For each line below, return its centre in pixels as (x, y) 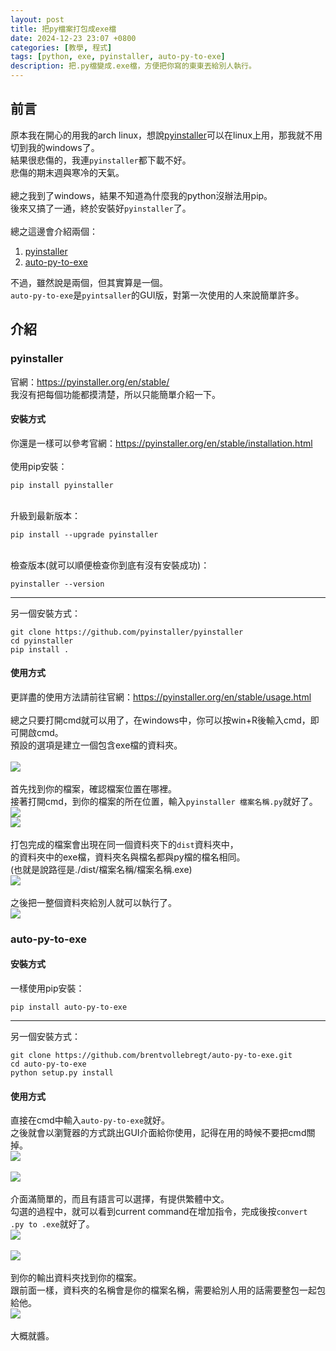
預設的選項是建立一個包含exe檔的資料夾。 (96, 745)
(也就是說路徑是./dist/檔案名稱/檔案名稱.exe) (101, 869)
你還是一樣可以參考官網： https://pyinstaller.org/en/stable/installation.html (161, 443)
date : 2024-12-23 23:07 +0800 (73, 38)
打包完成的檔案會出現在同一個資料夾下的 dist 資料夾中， (124, 844)
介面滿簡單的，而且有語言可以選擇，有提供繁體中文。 (120, 1199)
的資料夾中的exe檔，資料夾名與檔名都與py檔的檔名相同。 (128, 857)
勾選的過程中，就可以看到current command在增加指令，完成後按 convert (159, 1212)
